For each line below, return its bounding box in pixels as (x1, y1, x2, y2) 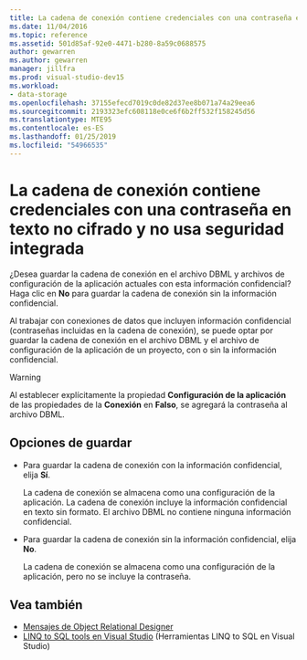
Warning (9, 372, 41, 382)
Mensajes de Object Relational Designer (22, 622, 174, 633)
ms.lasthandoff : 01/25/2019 (9, 132, 117, 141)
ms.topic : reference (9, 30, 89, 39)
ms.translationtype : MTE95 (9, 115, 112, 124)
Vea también (9, 597, 83, 613)
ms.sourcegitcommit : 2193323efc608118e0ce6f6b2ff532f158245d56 (9, 107, 256, 116)
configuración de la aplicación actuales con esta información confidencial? (9, 278, 291, 288)
